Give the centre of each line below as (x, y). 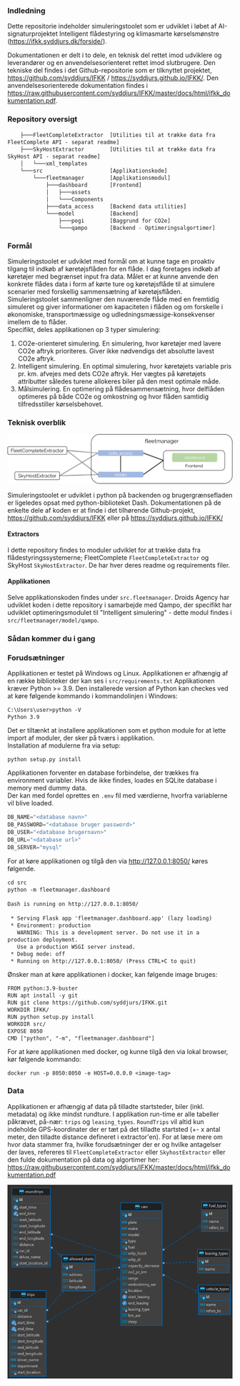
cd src (17, 883)
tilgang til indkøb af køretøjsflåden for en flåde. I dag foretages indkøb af (114, 268)
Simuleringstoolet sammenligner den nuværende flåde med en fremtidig (113, 299)
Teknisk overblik (37, 422)
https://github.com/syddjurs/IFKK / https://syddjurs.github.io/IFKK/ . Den (113, 78)
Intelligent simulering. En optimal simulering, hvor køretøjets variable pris (125, 366)
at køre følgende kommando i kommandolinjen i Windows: (92, 696)
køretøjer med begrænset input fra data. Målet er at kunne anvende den (113, 276)
